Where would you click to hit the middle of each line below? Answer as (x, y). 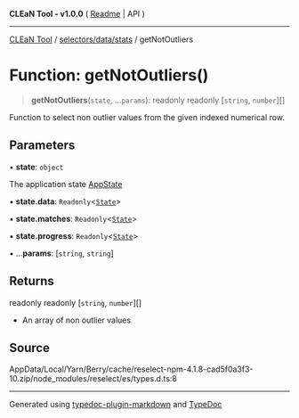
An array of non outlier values (77, 320)
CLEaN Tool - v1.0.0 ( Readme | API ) (77, 14)
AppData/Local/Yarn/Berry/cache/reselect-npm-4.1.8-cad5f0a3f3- (131, 369)
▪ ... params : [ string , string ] (61, 253)
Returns (32, 281)
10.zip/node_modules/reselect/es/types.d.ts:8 (93, 379)
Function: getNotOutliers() (109, 75)
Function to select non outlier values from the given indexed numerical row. (147, 117)
